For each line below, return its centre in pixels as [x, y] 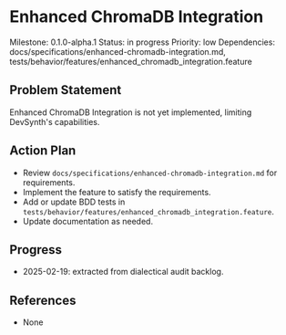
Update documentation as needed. [87, 221]
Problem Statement [66, 90]
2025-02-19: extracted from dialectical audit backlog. [123, 272]
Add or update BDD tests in [74, 202]
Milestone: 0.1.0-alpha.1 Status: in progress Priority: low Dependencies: [143, 42]
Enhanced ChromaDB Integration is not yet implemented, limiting [131, 112]
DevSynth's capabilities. [55, 121]
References [43, 300]
